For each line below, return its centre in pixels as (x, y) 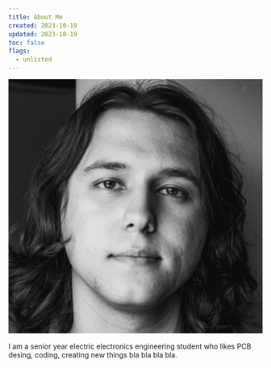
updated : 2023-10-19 (43, 34)
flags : (19, 51)
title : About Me (35, 17)
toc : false (27, 43)
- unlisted (34, 60)
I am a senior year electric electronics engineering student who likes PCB (130, 346)
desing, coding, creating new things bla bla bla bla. (93, 355)
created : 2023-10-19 (43, 25)
